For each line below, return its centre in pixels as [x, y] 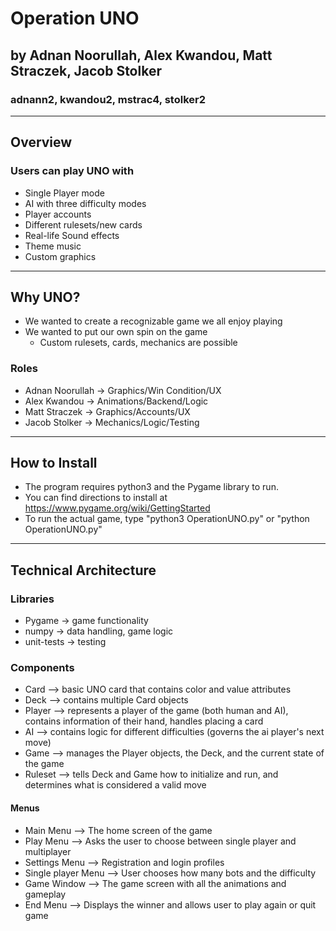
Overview [41, 142]
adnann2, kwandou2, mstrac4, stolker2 [108, 99]
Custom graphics [60, 256]
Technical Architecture [83, 570]
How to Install [54, 463]
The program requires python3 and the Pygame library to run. [151, 487]
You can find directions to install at [96, 498]
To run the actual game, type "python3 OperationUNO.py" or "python [167, 519]
